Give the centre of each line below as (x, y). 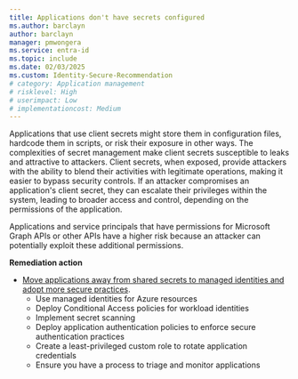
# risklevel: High (43, 92)
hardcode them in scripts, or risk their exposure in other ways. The (131, 143)
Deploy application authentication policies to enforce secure (145, 327)
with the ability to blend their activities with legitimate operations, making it (146, 172)
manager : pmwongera (45, 42)
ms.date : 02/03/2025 (48, 68)
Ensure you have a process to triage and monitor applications (148, 365)
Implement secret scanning (85, 318)
